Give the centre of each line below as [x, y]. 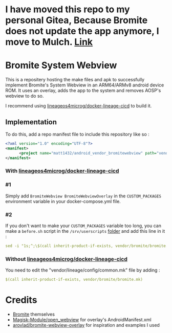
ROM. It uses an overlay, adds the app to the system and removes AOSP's [83, 91]
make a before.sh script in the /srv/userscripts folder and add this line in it [85, 231]
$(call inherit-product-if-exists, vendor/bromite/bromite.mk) [74, 280]
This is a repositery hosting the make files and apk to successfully [75, 80]
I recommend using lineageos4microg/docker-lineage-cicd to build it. [79, 106]
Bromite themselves [34, 314]
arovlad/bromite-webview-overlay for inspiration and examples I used [86, 325]
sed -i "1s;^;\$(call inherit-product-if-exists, [59, 246]
